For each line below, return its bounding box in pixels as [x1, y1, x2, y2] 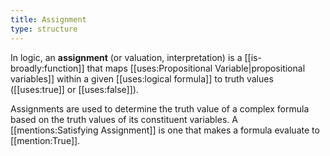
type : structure [10, 24, 78, 34]
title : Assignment [10, 14, 87, 25]
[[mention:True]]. [10, 134, 81, 146]
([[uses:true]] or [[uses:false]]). [10, 83, 139, 95]
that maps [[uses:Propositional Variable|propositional [86, 62, 306, 74]
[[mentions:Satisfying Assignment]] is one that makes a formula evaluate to [10, 124, 320, 136]
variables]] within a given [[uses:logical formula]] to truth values [10, 72, 274, 85]
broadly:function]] [10, 62, 85, 74]
